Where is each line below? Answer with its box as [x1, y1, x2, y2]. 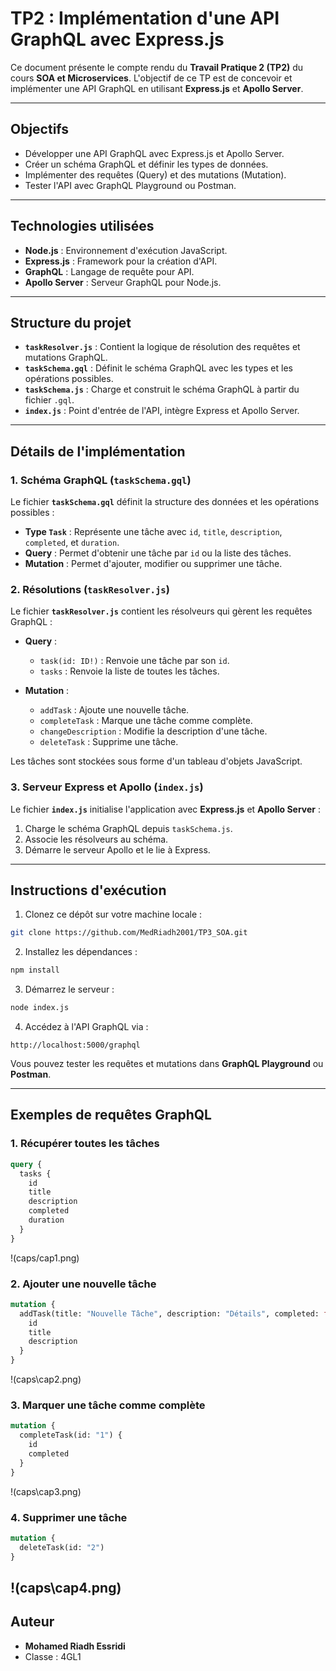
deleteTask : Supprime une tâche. [39, 736, 179, 748]
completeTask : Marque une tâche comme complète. [39, 715, 253, 727]
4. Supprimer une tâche [10, 1510, 128, 1524]
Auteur [10, 1613, 55, 1631]
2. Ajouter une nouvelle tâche [10, 1277, 157, 1291]
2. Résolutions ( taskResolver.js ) [10, 582, 170, 596]
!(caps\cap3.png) [10, 1485, 82, 1497]
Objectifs [10, 121, 70, 138]
